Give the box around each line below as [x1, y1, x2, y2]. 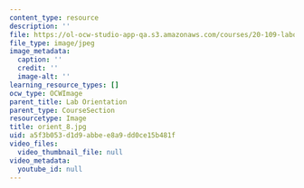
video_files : [9, 139, 59, 148]
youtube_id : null [17, 164, 83, 174]
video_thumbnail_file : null [17, 147, 124, 156]
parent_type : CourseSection [9, 106, 116, 115]
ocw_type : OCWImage [9, 89, 83, 98]
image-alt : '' [17, 72, 71, 81]
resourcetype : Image [9, 114, 88, 123]
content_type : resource [9, 13, 100, 23]
